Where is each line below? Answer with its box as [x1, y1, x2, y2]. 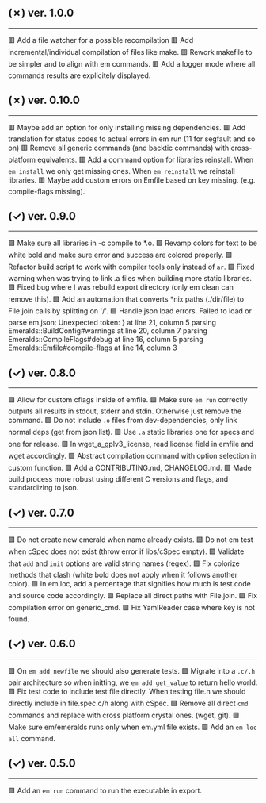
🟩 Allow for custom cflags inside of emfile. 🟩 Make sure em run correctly [8, 395, 248, 405]
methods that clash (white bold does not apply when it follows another [8, 571, 237, 580]
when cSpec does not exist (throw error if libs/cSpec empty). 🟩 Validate [8, 547, 245, 556]
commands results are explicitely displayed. [8, 71, 151, 80]
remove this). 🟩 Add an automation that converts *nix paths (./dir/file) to [8, 294, 244, 304]
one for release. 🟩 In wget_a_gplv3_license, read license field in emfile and [8, 440, 254, 449]
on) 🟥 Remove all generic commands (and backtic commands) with [8, 143, 230, 152]
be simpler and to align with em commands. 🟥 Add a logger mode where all [8, 59, 256, 68]
